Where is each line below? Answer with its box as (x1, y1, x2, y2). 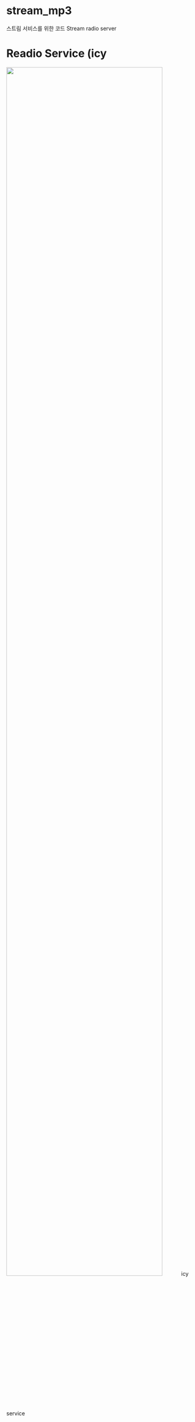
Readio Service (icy (6, 47, 107, 61)
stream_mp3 (6, 4, 72, 18)
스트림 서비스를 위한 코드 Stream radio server (6, 24, 117, 32)
